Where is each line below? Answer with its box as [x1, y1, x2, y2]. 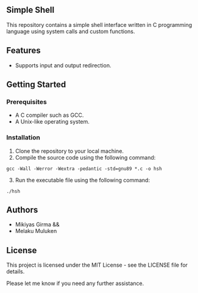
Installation [6, 133, 41, 142]
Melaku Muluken [15, 228, 57, 235]
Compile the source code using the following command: [15, 154, 156, 161]
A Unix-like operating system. [15, 118, 90, 125]
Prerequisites [6, 97, 47, 106]
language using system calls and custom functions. [6, 28, 135, 35]
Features [6, 45, 41, 56]
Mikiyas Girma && [15, 221, 60, 228]
